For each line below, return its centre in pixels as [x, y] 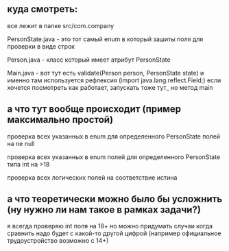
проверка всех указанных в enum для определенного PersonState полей [114, 136]
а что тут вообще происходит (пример [94, 109]
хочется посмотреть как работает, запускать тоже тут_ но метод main [110, 87]
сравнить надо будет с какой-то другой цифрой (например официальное [114, 233]
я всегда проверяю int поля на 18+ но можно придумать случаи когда [110, 226]
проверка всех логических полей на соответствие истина [92, 177]
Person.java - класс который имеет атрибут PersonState [89, 60]
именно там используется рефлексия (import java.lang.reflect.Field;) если [114, 80]
